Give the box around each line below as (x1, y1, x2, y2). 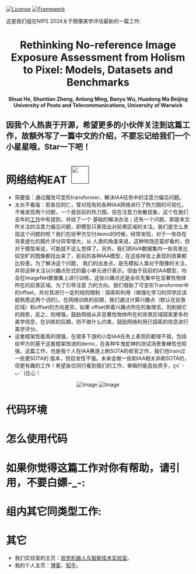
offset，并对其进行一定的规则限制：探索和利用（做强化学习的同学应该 (19, 289, 187, 296)
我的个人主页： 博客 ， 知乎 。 (14, 562, 82, 569)
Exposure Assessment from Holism (10, 51, 185, 64)
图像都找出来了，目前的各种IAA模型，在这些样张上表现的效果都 (34, 252, 187, 260)
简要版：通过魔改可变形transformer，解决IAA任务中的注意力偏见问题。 (14, 194, 185, 201)
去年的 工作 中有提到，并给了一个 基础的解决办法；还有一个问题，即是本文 (14, 216, 190, 223)
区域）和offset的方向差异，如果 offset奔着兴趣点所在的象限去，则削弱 (14, 304, 182, 311)
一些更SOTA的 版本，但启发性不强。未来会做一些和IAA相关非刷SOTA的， (14, 355, 190, 362)
